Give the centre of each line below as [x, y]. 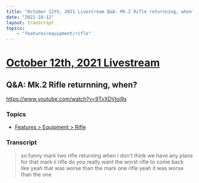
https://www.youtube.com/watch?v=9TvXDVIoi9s [67, 99]
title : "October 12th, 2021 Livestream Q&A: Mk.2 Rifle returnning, [92, 12]
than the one [36, 174]
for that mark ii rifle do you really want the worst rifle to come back [102, 162]
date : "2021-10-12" [30, 17]
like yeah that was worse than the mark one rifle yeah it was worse [102, 168]
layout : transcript [30, 23]
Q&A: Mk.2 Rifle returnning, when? [72, 84]
